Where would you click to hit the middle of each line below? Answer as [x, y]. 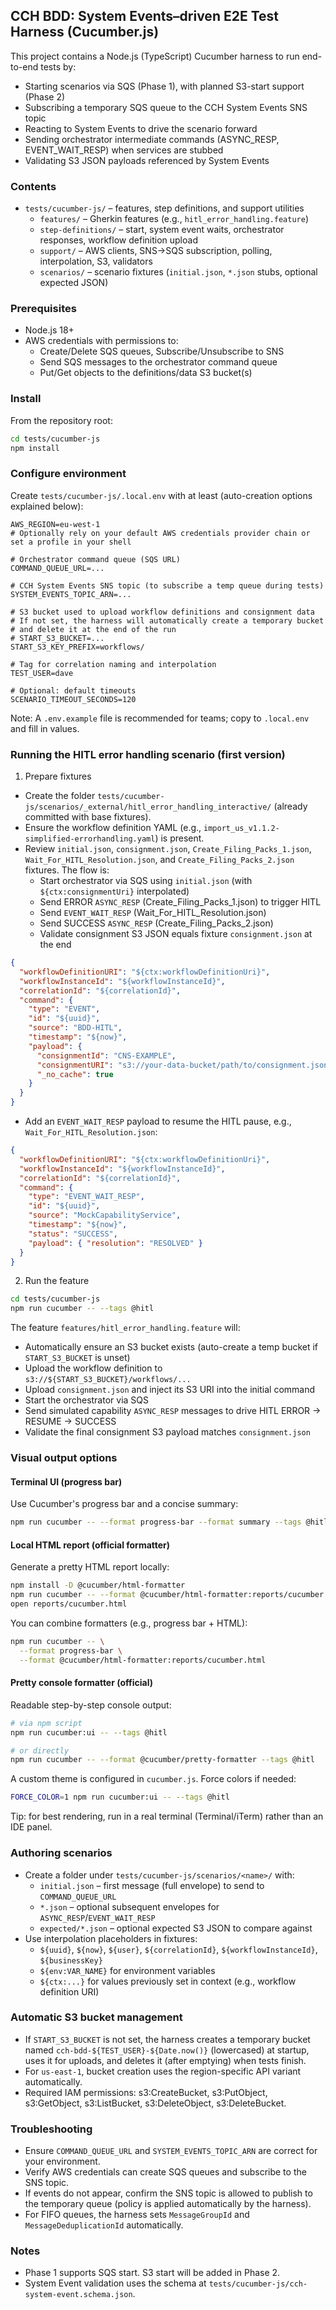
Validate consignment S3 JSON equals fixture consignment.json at [176, 934]
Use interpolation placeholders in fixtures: [111, 1938]
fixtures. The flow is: [67, 870]
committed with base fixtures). [88, 817]
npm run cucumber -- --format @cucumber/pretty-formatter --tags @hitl [162, 1760]
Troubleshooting [51, 2129]
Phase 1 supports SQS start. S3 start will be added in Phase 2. [152, 2273]
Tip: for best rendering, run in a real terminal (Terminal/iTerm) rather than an [167, 1816]
